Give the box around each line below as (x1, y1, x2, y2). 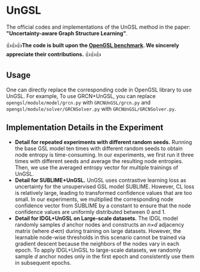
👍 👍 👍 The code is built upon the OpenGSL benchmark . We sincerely (6, 41, 179, 48)
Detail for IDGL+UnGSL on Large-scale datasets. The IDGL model (14, 215, 179, 222)
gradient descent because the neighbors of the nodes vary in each (14, 240, 180, 247)
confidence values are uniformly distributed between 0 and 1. (14, 208, 166, 215)
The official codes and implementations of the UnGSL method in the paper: (6, 23, 191, 30)
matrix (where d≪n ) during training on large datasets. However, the (14, 227, 181, 234)
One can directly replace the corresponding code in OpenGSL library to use (6, 86, 192, 93)
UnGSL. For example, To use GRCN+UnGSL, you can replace (6, 92, 156, 99)
